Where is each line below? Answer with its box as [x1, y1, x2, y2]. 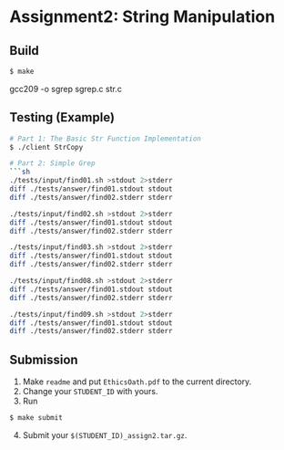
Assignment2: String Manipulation [9, 6, 276, 27]
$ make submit [9, 413, 64, 423]
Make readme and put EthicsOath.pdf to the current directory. [22, 376, 252, 387]
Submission [9, 351, 79, 367]
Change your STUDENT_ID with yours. [22, 386, 158, 397]
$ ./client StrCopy [9, 142, 84, 152]
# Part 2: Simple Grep [9, 159, 96, 168]
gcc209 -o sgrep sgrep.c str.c [9, 83, 123, 94]
